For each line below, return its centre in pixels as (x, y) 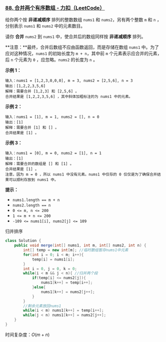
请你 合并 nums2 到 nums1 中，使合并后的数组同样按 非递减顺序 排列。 (75, 36)
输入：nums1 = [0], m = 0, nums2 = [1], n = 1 (53, 153)
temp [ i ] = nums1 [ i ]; (53, 259)
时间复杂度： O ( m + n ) (27, 334)
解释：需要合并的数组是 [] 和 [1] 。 (39, 164)
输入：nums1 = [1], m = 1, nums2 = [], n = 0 (52, 117)
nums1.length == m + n (36, 200)
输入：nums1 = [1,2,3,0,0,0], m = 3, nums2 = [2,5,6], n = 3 (69, 81)
